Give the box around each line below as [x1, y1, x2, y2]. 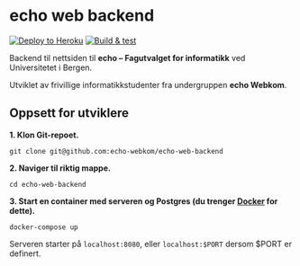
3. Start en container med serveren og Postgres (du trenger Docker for [9, 195, 278, 207]
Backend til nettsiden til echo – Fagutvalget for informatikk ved [9, 52, 246, 63]
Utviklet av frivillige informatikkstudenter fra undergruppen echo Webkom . [9, 79, 287, 90]
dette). [9, 205, 36, 216]
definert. [9, 248, 41, 259]
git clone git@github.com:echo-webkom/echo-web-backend [9, 146, 223, 155]
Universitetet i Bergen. [9, 62, 93, 73]
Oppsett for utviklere [9, 105, 129, 121]
